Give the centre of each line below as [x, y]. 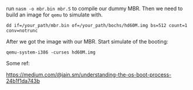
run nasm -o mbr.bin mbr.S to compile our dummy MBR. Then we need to [94, 9]
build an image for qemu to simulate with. [55, 15]
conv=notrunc [22, 31]
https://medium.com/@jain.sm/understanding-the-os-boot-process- [89, 75]
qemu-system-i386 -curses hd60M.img [51, 52]
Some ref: [18, 63]
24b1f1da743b [23, 81]
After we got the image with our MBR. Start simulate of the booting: [87, 41]
